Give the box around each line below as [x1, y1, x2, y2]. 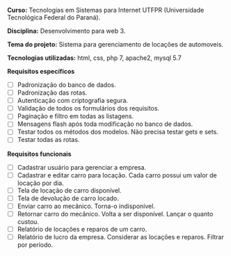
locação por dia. [17, 179, 64, 187]
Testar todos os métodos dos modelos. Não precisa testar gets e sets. [17, 128, 219, 136]
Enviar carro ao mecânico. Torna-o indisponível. [17, 202, 155, 210]
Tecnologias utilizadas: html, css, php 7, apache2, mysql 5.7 [7, 54, 182, 62]
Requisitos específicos [7, 67, 75, 75]
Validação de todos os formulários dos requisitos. [17, 104, 160, 113]
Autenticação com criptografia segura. [17, 97, 129, 105]
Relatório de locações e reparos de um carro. [17, 225, 148, 233]
